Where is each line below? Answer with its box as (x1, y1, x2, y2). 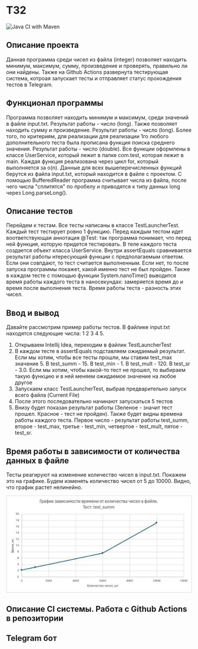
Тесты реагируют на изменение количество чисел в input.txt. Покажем (6, 471, 186, 478)
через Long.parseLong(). (6, 189, 68, 196)
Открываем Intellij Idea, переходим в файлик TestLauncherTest (14, 341, 172, 348)
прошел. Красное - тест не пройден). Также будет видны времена (14, 410, 183, 418)
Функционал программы (6, 98, 104, 108)
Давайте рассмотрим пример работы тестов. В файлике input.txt (6, 324, 170, 331)
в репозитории (6, 614, 64, 624)
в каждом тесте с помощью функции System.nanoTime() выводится (6, 272, 177, 279)
